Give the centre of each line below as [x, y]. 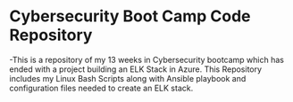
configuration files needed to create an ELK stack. [101, 88]
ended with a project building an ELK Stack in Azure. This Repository [135, 69]
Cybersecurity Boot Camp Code [130, 16]
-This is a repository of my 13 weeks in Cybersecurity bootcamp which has [146, 59]
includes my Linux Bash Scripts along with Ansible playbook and [128, 78]
